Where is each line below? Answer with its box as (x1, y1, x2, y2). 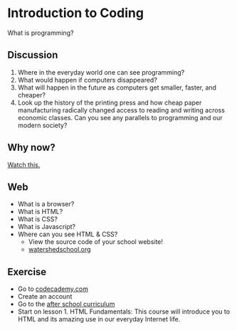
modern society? (17, 121, 68, 129)
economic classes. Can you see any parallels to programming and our (17, 113, 223, 122)
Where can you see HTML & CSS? (17, 230, 118, 239)
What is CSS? (17, 215, 58, 223)
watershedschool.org (28, 245, 91, 254)
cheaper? (17, 90, 46, 99)
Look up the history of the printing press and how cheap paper (17, 98, 202, 107)
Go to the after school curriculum (17, 300, 115, 309)
